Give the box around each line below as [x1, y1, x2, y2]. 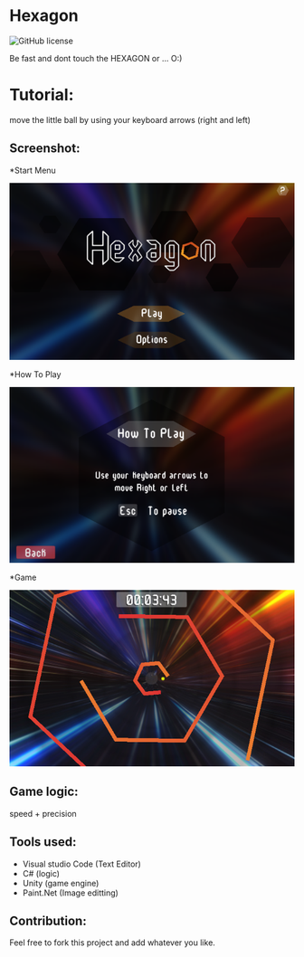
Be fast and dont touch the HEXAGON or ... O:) [9, 52, 183, 63]
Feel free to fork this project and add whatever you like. [9, 937, 215, 948]
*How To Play [9, 369, 62, 380]
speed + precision [9, 808, 77, 819]
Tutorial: [9, 85, 74, 105]
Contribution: [9, 913, 88, 928]
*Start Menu [9, 165, 56, 175]
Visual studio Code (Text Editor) [22, 858, 142, 869]
